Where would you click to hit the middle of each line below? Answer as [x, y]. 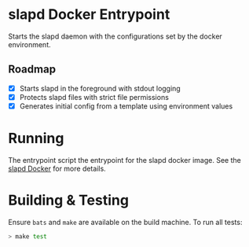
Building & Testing [69, 200]
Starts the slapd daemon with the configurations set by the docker [115, 36]
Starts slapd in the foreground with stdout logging [100, 88]
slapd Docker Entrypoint [89, 15]
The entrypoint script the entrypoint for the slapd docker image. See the [124, 160]
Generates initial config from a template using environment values [126, 106]
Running [36, 138]
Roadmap [32, 70]
